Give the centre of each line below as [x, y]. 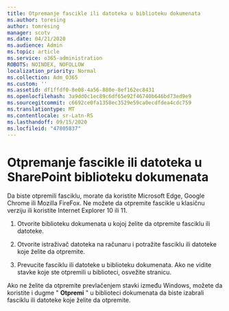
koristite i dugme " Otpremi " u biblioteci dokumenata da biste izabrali [106, 293]
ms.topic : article [33, 52]
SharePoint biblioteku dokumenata [108, 177]
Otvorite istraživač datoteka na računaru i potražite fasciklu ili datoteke [117, 244]
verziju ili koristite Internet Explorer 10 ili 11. [68, 211]
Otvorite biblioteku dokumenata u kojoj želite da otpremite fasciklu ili [113, 224]
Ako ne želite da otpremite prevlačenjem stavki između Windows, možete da [115, 286]
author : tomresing [33, 26]
